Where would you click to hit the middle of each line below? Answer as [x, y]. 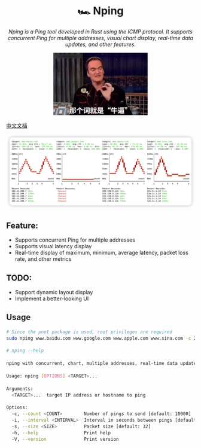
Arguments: [20, 389]
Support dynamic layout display [54, 292]
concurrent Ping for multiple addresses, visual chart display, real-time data [100, 38]
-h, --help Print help [61, 433]
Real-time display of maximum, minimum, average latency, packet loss [101, 253]
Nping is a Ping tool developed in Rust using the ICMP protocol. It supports [100, 31]
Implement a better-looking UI [52, 298]
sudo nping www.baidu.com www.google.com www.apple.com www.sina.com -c [99, 338]
